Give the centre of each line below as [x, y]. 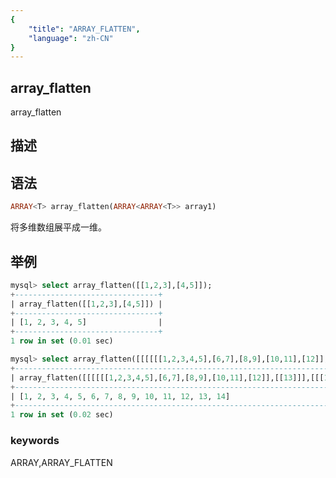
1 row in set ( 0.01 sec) [62, 341]
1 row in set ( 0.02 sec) [62, 415]
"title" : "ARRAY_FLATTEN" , [84, 29]
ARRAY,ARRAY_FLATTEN [61, 462]
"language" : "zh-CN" [71, 38]
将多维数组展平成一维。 [58, 227]
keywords [35, 441]
